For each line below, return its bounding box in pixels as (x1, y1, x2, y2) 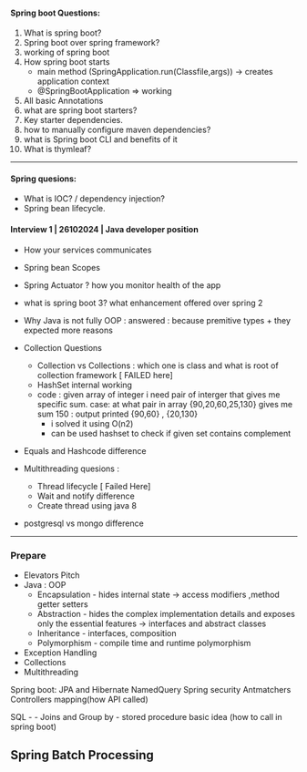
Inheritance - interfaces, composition (36, 627, 177, 638)
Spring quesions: (10, 173, 77, 184)
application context (36, 76, 110, 87)
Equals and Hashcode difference (23, 445, 147, 456)
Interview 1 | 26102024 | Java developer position (10, 224, 199, 234)
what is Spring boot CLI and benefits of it (23, 134, 179, 145)
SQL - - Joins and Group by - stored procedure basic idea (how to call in (10, 711, 282, 722)
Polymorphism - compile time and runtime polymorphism (36, 637, 251, 648)
